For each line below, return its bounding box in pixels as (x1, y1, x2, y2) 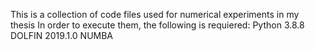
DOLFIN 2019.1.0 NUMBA (10, 30, 114, 41)
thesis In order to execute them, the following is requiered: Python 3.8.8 (10, 19, 305, 31)
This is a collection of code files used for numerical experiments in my (10, 9, 300, 20)
